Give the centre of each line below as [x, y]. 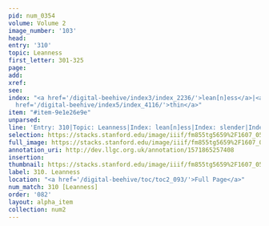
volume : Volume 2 [37, 23]
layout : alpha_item [41, 202]
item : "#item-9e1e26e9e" [50, 113]
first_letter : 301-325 [46, 61]
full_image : [28, 142]
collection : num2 [37, 209]
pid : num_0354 [32, 16]
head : [17, 38]
